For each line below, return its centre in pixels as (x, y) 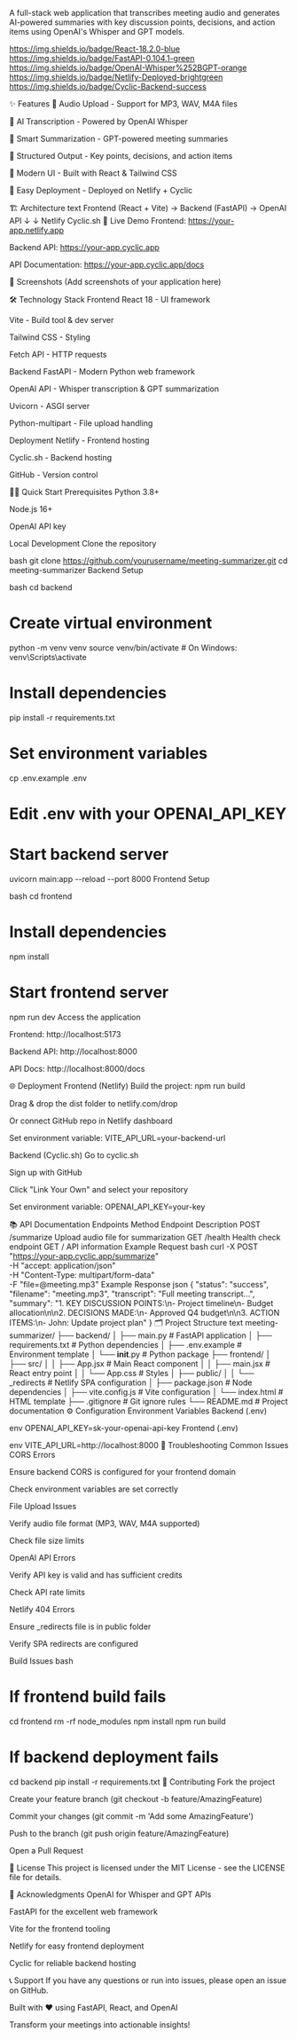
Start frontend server (89, 992)
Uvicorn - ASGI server (50, 406)
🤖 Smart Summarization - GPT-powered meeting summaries (119, 138)
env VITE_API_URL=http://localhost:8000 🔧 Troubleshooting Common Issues (149, 1445)
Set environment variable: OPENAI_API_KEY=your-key (107, 1207)
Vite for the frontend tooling (60, 1928)
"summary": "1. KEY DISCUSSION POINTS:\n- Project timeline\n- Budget (141, 1303)
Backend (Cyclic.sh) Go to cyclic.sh (74, 1155)
